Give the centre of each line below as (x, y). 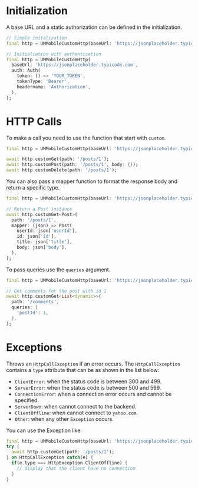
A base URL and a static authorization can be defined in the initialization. (94, 27)
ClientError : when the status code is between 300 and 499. (88, 381)
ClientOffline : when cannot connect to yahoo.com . (76, 413)
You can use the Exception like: (44, 430)
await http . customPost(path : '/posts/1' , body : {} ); (72, 165)
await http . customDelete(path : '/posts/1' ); (62, 170)
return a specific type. (33, 187)
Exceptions (34, 347)
